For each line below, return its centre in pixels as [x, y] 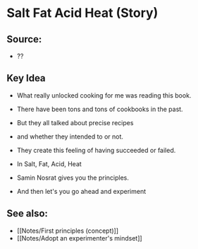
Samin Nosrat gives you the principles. [73, 178]
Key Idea [26, 78]
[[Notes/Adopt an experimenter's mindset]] [79, 238]
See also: [27, 214]
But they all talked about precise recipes [75, 122]
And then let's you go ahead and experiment [81, 191]
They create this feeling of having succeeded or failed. [96, 150]
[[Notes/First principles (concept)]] [68, 231]
